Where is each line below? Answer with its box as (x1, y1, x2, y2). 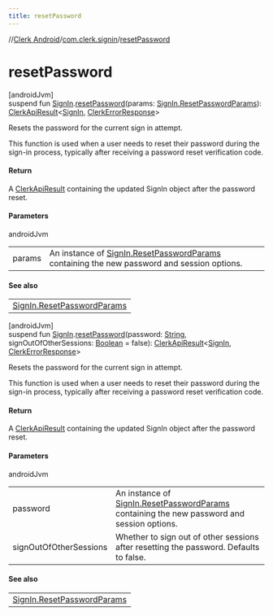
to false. (115, 551, 146, 562)
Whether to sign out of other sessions (115, 531, 259, 542)
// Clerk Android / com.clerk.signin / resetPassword (8, 34, 171, 44)
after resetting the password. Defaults (115, 541, 260, 553)
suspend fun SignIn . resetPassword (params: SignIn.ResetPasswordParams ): (8, 98, 262, 108)
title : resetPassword (8, 11, 82, 20)
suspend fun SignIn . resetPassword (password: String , (8, 330, 187, 339)
